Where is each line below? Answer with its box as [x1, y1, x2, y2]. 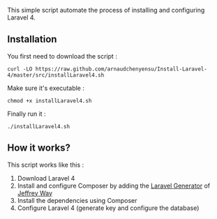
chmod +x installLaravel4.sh [7, 97, 92, 104]
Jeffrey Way [17, 188, 53, 197]
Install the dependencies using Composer [17, 196, 137, 204]
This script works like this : [7, 160, 84, 169]
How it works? [7, 142, 71, 154]
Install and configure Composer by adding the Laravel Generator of [17, 181, 211, 190]
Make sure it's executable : [7, 84, 85, 92]
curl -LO [7, 66, 33, 73]
